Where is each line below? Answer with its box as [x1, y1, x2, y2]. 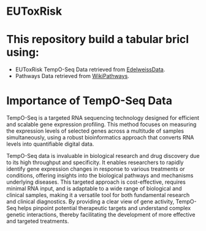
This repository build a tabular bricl [6, 33, 189, 47]
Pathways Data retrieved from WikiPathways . [15, 72, 130, 80]
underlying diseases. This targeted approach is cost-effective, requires [6, 178, 186, 186]
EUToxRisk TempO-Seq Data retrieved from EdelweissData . [15, 66, 166, 73]
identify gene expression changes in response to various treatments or [6, 165, 185, 173]
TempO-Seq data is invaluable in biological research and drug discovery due [6, 152, 200, 160]
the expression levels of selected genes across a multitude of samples [6, 127, 184, 135]
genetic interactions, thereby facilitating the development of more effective [6, 211, 196, 219]
